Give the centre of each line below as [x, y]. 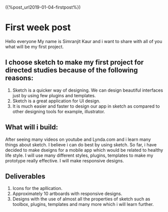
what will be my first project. [35, 47]
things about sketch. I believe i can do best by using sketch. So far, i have [81, 144]
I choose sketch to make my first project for [74, 62]
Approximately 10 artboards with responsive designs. [67, 194]
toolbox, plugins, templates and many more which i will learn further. [83, 204]
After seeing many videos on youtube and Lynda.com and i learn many [78, 139]
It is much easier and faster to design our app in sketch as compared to [86, 106]
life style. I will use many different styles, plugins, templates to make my [79, 155]
